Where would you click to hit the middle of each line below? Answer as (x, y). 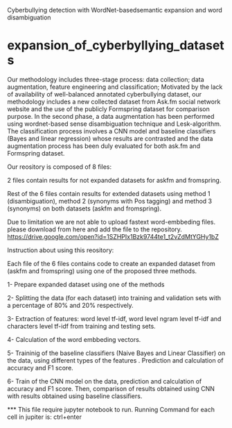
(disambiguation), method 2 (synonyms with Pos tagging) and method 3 (110, 201)
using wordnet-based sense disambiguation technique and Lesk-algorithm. (114, 124)
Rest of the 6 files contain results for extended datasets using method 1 (109, 193)
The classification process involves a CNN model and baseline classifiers (111, 131)
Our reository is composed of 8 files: (60, 167)
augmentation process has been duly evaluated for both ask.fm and (104, 146)
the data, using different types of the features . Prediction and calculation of (115, 360)
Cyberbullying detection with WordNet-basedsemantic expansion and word (115, 10)
